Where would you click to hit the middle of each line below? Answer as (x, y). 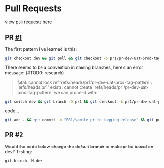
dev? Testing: (19, 152)
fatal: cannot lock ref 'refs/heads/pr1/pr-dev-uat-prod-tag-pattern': (84, 82)
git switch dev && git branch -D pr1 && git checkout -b (64, 101)
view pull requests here (29, 22)
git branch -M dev (24, 161)
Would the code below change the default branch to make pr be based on (79, 147)
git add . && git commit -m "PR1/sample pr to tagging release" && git (79, 120)
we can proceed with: (76, 92)
